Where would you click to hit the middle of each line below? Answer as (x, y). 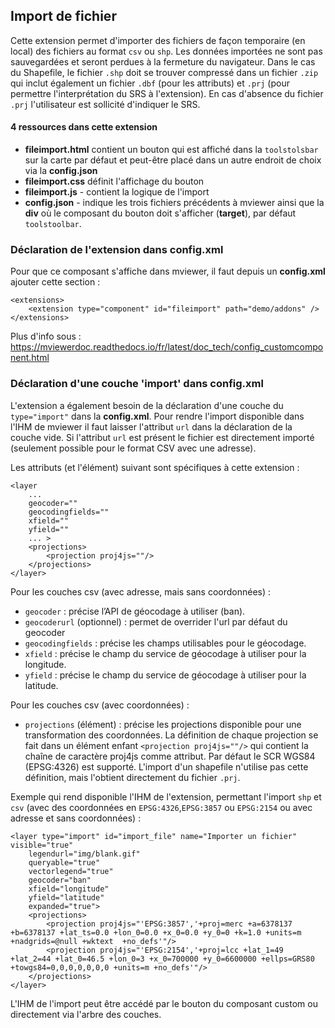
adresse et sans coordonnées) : (76, 818)
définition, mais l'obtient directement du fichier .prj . (132, 777)
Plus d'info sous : (46, 336)
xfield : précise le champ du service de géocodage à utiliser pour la (165, 653)
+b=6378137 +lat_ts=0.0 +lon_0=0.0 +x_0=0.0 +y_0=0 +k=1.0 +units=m (156, 932)
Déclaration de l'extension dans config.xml (117, 249)
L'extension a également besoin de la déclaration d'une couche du (147, 405)
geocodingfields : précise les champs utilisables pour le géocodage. (165, 643)
